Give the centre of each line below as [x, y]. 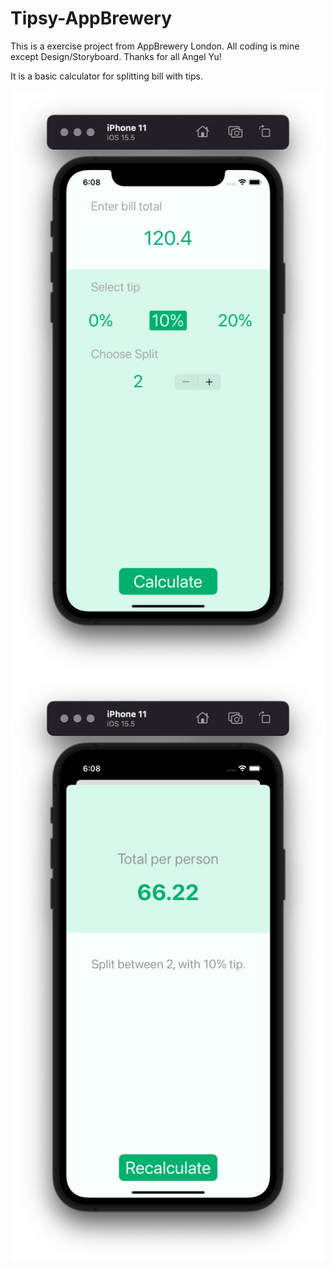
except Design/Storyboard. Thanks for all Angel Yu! [116, 56]
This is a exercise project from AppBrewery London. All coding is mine [155, 46]
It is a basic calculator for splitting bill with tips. [106, 76]
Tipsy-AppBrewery [91, 18]
